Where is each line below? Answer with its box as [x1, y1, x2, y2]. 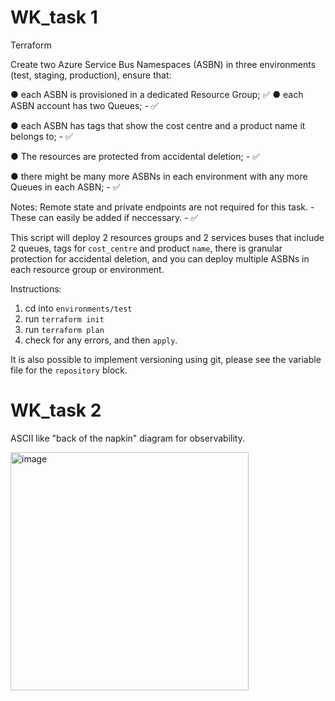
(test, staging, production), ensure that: [10, 69, 172, 81]
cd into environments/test [24, 302, 133, 314]
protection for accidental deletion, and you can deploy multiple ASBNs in [10, 252, 310, 265]
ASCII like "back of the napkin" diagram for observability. [10, 432, 245, 444]
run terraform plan [24, 323, 105, 335]
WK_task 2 [10, 399, 102, 422]
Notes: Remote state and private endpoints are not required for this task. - [10, 201, 315, 213]
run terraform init [24, 312, 105, 325]
